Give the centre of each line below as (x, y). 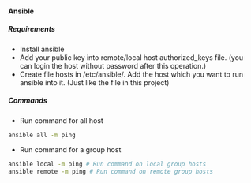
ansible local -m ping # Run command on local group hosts (107, 164)
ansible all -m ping (42, 135)
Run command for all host (62, 120)
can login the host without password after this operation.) (113, 65)
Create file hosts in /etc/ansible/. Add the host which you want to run (131, 74)
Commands (28, 101)
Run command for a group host (70, 150)
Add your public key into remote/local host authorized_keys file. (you (131, 57)
